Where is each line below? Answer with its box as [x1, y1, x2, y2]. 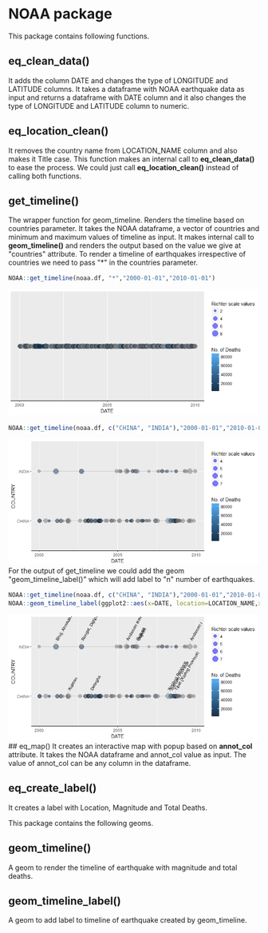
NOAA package [8, 5, 113, 23]
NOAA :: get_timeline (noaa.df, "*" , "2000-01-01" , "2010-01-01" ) [8, 274, 216, 282]
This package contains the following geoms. [8, 818, 154, 827]
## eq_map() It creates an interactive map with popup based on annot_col [8, 741, 253, 751]
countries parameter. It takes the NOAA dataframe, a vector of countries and [8, 224, 260, 233]
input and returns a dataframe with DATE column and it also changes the [8, 93, 246, 102]
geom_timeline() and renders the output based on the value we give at [8, 241, 242, 250]
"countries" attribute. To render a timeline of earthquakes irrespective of [8, 249, 246, 259]
